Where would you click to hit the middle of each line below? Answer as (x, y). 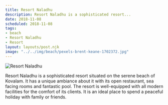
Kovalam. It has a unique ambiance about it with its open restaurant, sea (79, 81)
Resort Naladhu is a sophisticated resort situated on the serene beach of (80, 75)
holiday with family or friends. (36, 97)
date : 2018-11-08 (23, 19)
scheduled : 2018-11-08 (29, 24)
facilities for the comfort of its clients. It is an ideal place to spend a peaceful (84, 91)
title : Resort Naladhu (29, 10)
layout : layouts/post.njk (32, 47)
